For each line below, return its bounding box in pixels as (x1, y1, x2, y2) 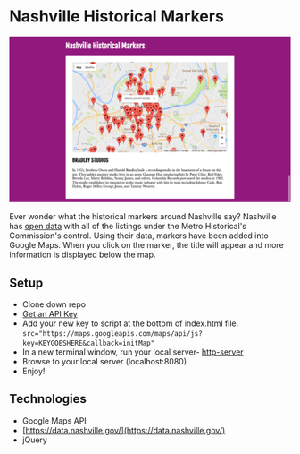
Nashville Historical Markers (9, 6, 225, 27)
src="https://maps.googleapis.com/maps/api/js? (21, 330, 203, 338)
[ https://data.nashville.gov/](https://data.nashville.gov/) (21, 424, 226, 435)
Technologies (9, 391, 87, 407)
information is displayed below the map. (9, 249, 156, 261)
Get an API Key (21, 309, 78, 320)
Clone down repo (21, 299, 87, 310)
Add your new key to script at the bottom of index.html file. (21, 318, 239, 329)
